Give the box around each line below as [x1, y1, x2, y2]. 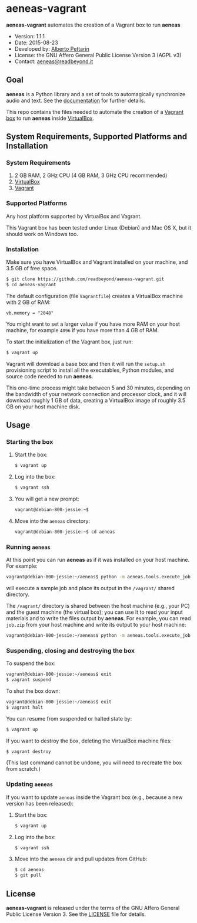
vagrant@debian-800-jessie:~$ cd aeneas [14, 529, 115, 535]
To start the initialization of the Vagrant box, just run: [6, 338, 133, 345]
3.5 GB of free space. [6, 265, 58, 272]
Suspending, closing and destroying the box [6, 646, 135, 654]
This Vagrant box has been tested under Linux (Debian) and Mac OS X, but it [6, 224, 192, 231]
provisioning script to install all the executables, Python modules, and [6, 366, 174, 374]
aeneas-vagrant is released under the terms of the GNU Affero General [6, 905, 180, 912]
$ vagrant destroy [6, 748, 51, 754]
